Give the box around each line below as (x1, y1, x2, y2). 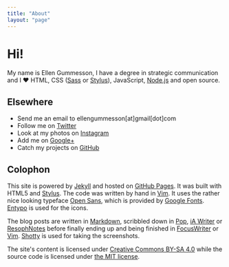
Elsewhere (7, 96, 54, 107)
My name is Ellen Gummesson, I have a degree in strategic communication (7, 69, 219, 77)
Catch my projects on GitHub (17, 144, 100, 152)
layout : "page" (7, 17, 51, 23)
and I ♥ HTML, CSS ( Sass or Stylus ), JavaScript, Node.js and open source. (7, 76, 220, 85)
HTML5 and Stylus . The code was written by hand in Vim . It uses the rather (7, 189, 220, 197)
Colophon (7, 163, 50, 175)
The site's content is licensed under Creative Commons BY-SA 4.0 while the (7, 245, 223, 253)
